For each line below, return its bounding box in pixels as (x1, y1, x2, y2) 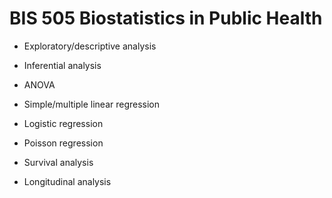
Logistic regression (23, 117, 104, 129)
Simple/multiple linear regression (23, 98, 161, 110)
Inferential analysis (23, 59, 102, 71)
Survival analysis (23, 156, 94, 168)
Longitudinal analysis (23, 175, 112, 187)
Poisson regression (23, 137, 104, 149)
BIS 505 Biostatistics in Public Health (9, 7, 323, 30)
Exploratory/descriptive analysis (23, 40, 157, 52)
